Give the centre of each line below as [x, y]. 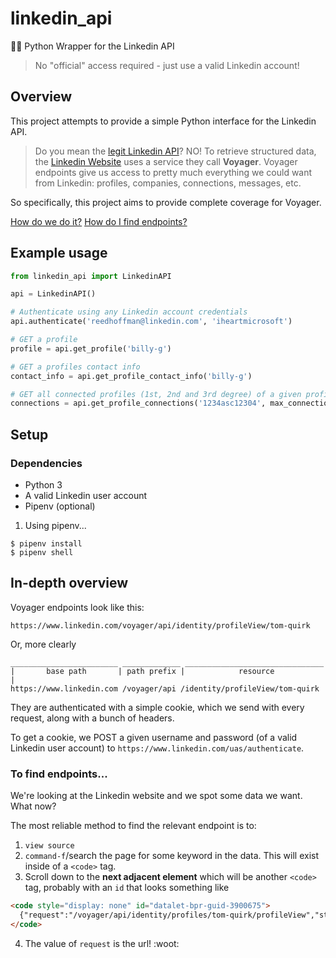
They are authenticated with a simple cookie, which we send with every [157, 707]
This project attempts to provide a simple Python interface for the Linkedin [163, 121]
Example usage [59, 253]
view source [49, 846]
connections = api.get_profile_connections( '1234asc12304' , [138, 403]
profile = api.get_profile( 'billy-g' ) [91, 348]
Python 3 [43, 485]
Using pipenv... [55, 525]
